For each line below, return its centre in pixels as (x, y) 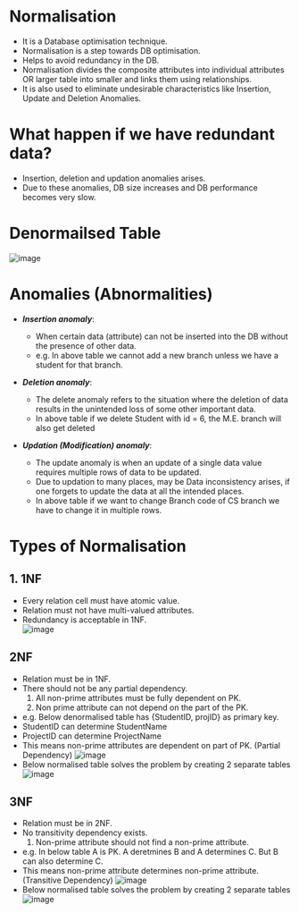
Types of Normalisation (98, 546)
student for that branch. (79, 365)
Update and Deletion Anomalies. (81, 98)
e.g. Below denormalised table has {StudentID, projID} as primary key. (150, 716)
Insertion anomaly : (58, 318)
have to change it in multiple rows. (99, 510)
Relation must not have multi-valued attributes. (108, 610)
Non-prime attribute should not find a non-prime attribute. (142, 842)
